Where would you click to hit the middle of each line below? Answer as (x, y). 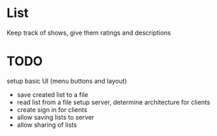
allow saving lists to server (55, 117)
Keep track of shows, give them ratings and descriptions (89, 33)
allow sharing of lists (47, 125)
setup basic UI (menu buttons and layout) (67, 81)
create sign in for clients (52, 109)
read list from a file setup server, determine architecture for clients (113, 102)
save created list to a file (53, 94)
